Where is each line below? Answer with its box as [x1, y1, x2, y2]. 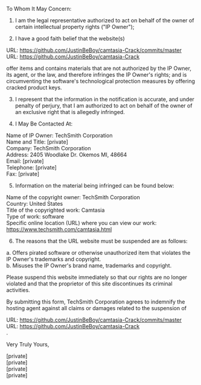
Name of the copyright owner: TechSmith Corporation [6, 194, 140, 201]
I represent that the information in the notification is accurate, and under [14, 96, 195, 103]
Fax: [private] [6, 170, 40, 177]
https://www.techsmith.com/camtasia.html [6, 226, 112, 233]
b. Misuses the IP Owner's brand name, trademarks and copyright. [6, 262, 172, 269]
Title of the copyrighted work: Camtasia [6, 206, 105, 214]
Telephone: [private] [6, 164, 57, 171]
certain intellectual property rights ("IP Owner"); [14, 24, 135, 30]
